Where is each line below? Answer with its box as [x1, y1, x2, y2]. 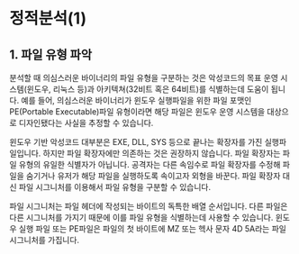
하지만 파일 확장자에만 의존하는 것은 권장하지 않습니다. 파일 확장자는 [42, 148, 281, 159]
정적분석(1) [9, 8, 87, 29]
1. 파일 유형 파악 [9, 47, 93, 62]
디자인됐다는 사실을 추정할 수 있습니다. [18, 118, 154, 128]
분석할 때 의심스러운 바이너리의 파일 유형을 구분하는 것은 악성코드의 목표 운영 [9, 73, 279, 83]
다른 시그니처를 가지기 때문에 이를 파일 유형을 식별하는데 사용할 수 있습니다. [9, 213, 274, 222]
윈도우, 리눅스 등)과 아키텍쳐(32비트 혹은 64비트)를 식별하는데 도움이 [26, 84, 269, 95]
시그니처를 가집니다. [9, 235, 79, 245]
